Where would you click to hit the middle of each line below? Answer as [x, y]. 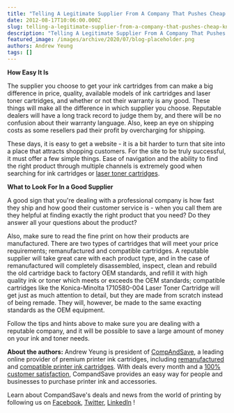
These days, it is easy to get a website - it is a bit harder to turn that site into [116, 143]
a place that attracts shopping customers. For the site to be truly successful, [117, 151]
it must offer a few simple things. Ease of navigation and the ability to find [112, 158]
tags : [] [20, 53]
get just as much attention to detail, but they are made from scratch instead [115, 295]
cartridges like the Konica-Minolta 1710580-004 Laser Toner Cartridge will [114, 288]
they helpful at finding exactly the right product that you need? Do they [109, 215]
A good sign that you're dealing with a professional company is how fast [111, 200]
